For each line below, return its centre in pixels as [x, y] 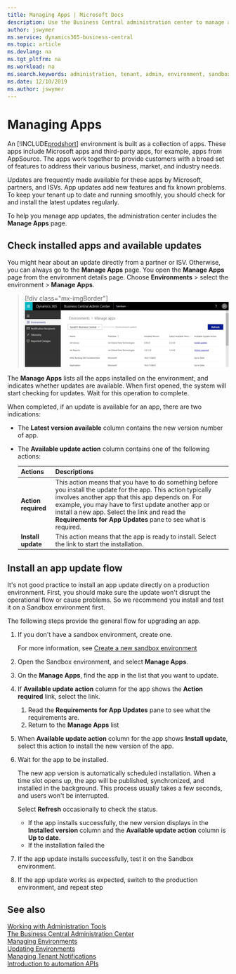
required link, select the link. [59, 697]
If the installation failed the [66, 845]
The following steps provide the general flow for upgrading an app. [104, 621]
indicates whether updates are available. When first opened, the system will [117, 386]
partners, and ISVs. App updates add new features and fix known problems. [117, 187]
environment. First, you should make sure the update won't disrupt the [109, 593]
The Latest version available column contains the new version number [120, 428]
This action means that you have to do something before [137, 482]
